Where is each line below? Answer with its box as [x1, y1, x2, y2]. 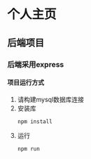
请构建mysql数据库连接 [17, 95, 85, 103]
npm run [17, 145, 40, 152]
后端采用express [7, 59, 64, 69]
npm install [17, 117, 52, 125]
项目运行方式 [7, 78, 44, 87]
